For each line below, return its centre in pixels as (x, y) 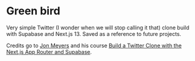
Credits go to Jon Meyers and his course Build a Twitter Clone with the (94, 45)
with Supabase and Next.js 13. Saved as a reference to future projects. (94, 33)
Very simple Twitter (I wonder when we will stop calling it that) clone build (98, 28)
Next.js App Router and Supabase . (49, 51)
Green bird (33, 11)
